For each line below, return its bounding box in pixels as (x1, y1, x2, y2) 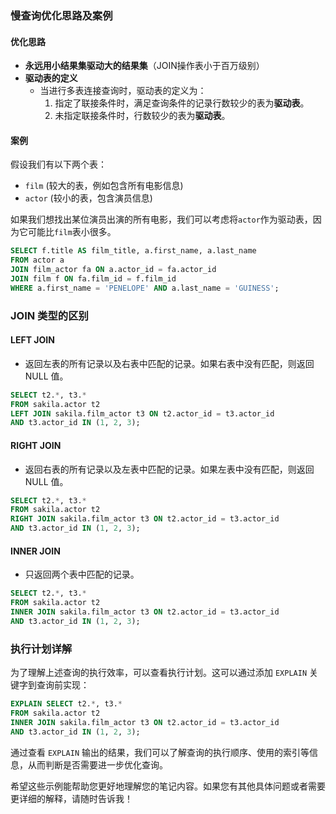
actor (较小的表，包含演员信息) (24, 192, 153, 204)
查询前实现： (36, 679, 90, 691)
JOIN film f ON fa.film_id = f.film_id (10, 273, 177, 284)
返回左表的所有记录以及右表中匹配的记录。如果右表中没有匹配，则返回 (24, 357, 315, 369)
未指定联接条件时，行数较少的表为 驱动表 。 (54, 110, 231, 122)
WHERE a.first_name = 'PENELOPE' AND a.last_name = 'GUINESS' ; (10, 283, 280, 293)
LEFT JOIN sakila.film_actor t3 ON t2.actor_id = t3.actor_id (10, 408, 275, 419)
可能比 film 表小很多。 (27, 226, 117, 238)
